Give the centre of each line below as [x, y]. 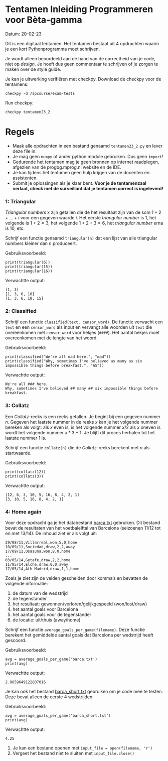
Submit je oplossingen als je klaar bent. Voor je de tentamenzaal [79, 183]
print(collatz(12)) [26, 472]
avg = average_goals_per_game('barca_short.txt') [58, 716]
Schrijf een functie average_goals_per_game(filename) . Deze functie [75, 630]
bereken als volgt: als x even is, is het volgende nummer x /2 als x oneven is [83, 427]
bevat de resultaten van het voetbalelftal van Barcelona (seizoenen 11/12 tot [83, 528]
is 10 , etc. [15, 228]
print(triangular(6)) [28, 263]
